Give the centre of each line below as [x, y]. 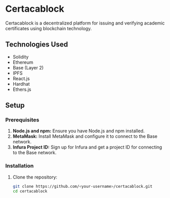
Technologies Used [37, 45]
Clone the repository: [35, 177]
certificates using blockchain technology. [48, 28]
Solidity [21, 57]
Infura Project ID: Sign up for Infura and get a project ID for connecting [87, 147]
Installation [20, 166]
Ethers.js [22, 89]
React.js [21, 78]
